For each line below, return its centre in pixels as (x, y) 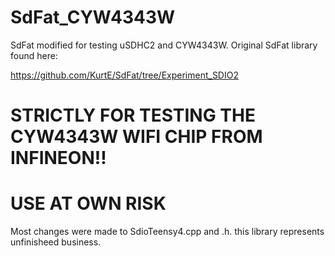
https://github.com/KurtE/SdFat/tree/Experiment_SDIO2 (124, 75)
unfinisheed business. (56, 242)
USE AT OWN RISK (88, 203)
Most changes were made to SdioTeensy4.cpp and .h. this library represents (167, 232)
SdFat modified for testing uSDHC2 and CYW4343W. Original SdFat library (164, 45)
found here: (34, 55)
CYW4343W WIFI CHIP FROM (136, 137)
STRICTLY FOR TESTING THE (133, 115)
